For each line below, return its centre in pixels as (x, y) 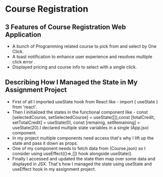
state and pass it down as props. (45, 143)
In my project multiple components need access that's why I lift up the (83, 138)
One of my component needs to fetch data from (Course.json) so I (79, 148)
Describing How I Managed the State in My (71, 82)
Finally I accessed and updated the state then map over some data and (84, 158)
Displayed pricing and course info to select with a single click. (74, 67)
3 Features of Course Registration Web (66, 27)
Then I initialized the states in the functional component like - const (80, 112)
